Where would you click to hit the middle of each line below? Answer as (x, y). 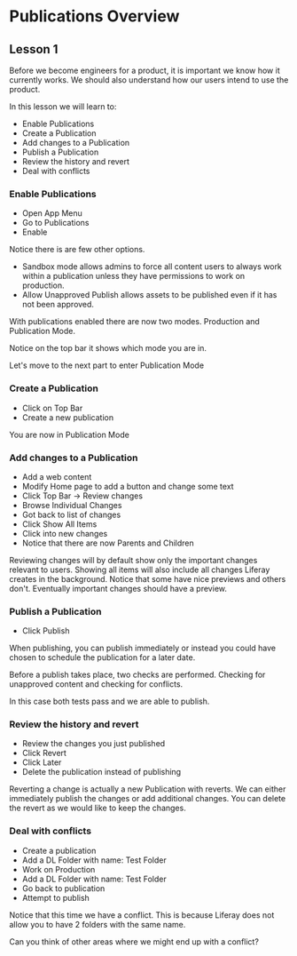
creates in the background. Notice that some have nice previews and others (148, 578)
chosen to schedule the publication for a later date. (102, 657)
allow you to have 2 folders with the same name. (98, 924)
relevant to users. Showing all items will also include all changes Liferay (140, 570)
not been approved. (58, 305)
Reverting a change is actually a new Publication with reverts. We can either (148, 789)
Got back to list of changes (71, 514)
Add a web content (57, 476)
